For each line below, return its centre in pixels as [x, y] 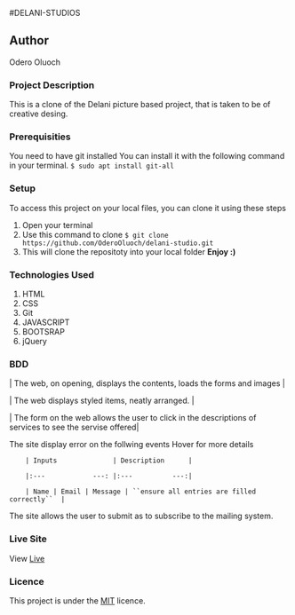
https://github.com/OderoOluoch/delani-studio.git [118, 243]
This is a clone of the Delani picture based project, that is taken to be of [140, 105]
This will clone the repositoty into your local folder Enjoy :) [129, 251]
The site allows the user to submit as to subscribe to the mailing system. [141, 516]
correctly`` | [37, 500]
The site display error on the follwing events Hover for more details [132, 445]
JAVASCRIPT [46, 322]
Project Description [52, 85]
